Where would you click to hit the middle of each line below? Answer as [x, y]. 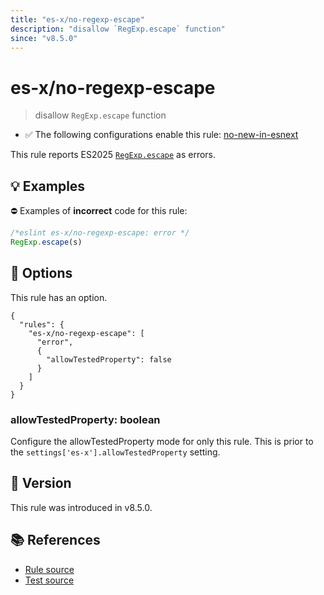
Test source [49, 580]
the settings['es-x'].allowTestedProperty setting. [115, 452]
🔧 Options [41, 273]
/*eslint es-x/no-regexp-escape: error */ [100, 233]
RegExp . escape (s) [46, 242]
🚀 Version [41, 483]
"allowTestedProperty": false [109, 359]
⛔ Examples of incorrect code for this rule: [99, 211]
